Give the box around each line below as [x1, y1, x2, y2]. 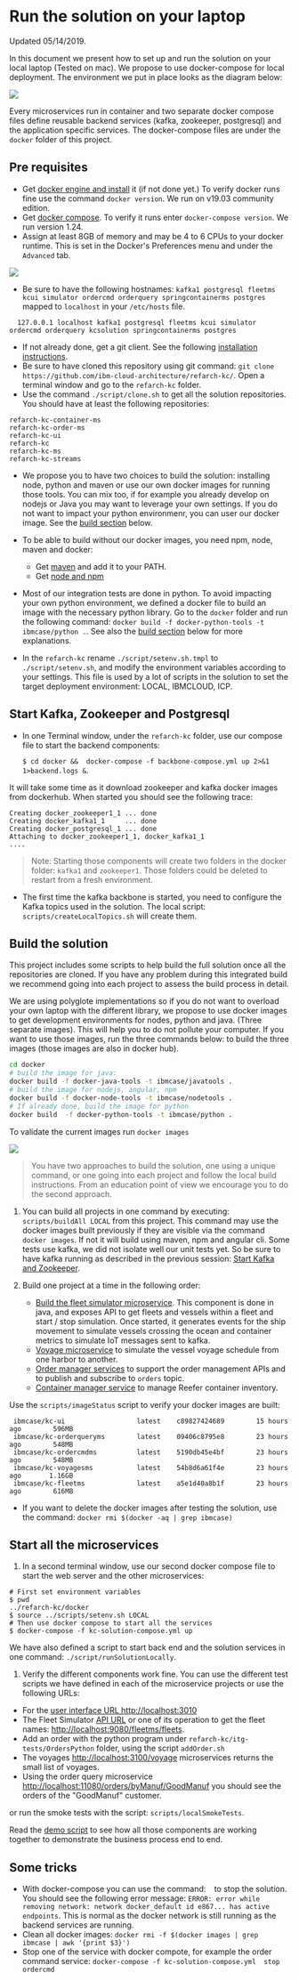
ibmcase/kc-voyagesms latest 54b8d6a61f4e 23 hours [12, 1463, 289, 1472]
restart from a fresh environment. [30, 874, 154, 885]
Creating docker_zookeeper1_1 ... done [9, 808, 158, 818]
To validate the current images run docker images [9, 1126, 190, 1136]
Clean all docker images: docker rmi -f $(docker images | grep [21, 1929, 259, 1940]
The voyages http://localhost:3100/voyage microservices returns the [21, 1752, 274, 1763]
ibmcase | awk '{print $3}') [21, 1938, 131, 1948]
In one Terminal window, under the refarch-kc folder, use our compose [21, 730, 283, 740]
